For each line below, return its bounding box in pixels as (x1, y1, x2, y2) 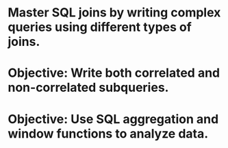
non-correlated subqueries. (8, 80, 169, 95)
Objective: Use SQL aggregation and (8, 111, 219, 127)
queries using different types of (8, 19, 192, 35)
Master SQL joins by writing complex (8, 5, 221, 21)
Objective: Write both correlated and (8, 65, 220, 81)
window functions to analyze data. (8, 125, 209, 141)
